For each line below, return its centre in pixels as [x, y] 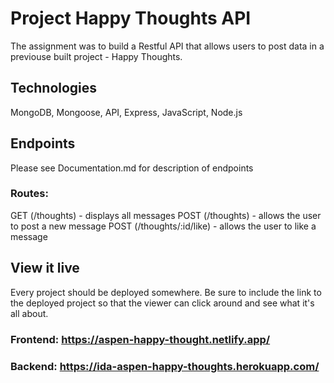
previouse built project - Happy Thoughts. [96, 56]
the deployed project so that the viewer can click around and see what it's [162, 303]
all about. [29, 313]
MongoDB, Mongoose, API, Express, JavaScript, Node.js [126, 112]
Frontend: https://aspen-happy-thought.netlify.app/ [140, 339]
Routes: [29, 194]
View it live [45, 268]
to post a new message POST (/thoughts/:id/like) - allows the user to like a [163, 226]
